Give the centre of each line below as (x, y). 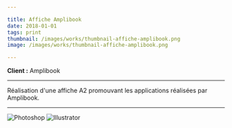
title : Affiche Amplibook (44, 19)
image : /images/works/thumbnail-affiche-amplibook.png (88, 45)
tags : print (24, 32)
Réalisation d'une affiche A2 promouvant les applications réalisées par (107, 91)
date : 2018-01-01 (32, 26)
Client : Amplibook (34, 71)
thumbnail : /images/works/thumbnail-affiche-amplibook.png (94, 39)
